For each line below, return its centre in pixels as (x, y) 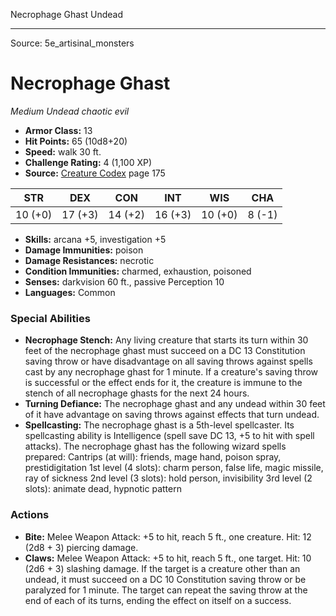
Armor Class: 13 (58, 130)
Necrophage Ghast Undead (67, 14)
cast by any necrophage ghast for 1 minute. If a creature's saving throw (171, 372)
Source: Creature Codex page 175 (95, 173)
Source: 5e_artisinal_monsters (72, 43)
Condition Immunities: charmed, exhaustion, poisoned (138, 271)
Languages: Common (70, 292)
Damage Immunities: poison (84, 250)
